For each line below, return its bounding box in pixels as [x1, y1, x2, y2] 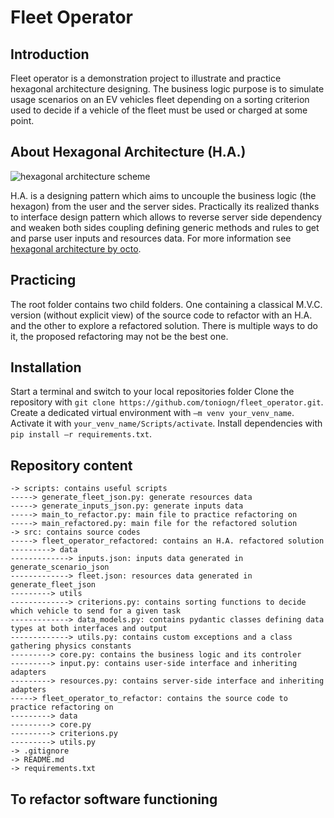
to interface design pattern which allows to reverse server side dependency [10, 211, 323, 223]
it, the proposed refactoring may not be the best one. [10, 330, 229, 342]
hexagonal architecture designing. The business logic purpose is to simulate [10, 83, 325, 95]
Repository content [10, 457, 133, 474]
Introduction [10, 46, 90, 63]
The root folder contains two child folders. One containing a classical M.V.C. [10, 298, 323, 310]
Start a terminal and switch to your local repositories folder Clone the [10, 386, 295, 398]
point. [10, 115, 35, 126]
